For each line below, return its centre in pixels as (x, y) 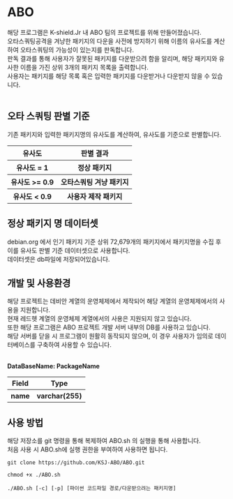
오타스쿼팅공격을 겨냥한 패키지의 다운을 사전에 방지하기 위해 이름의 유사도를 (110, 41)
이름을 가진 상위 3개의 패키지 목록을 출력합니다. (84, 67)
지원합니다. (35, 310)
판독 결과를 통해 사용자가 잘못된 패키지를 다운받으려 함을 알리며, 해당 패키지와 (112, 58)
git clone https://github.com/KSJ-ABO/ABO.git (76, 463)
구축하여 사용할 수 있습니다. (74, 345)
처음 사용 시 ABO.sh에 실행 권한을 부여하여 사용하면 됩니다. (88, 449)
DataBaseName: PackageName (53, 366)
